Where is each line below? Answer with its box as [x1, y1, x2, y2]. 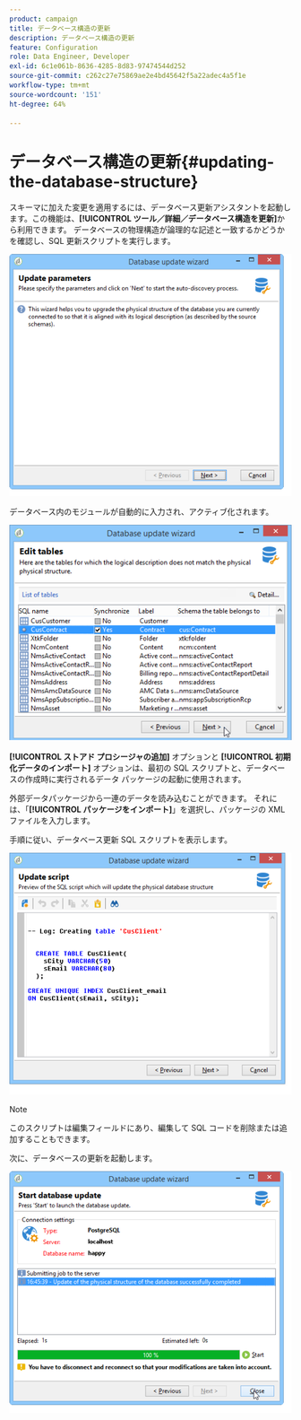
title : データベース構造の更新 [9, 23, 111, 33]
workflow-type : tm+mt [9, 81, 90, 90]
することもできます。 [16, 1133, 96, 1144]
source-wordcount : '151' [9, 90, 102, 99]
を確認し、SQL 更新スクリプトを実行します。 [9, 236, 176, 247]
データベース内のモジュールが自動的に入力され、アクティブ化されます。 [9, 506, 274, 517]
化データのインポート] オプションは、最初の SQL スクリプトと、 [9, 762, 246, 773]
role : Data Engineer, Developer [9, 52, 130, 62]
